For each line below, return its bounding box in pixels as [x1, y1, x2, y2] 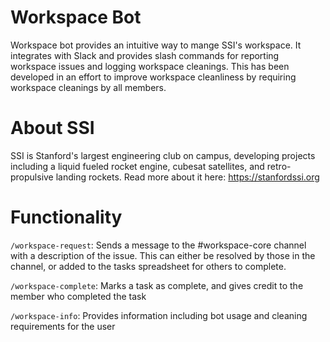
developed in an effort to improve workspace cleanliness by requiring [10, 71, 297, 83]
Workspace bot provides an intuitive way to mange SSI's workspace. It [10, 39, 302, 51]
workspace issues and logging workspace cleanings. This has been [10, 60, 290, 72]
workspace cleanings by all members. [10, 81, 167, 93]
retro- [266, 160, 292, 172]
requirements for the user [10, 320, 116, 332]
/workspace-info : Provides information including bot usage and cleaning [10, 309, 308, 321]
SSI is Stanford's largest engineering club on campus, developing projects [10, 149, 316, 161]
